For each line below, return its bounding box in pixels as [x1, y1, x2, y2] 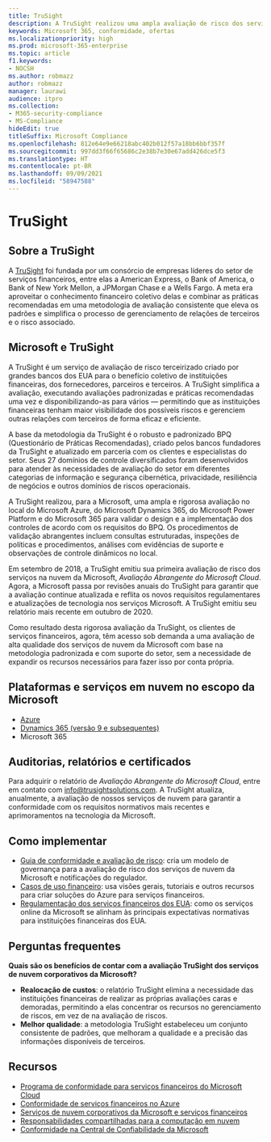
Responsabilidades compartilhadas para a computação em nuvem [19, 1115, 240, 1125]
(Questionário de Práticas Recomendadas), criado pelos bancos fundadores [8, 438, 261, 447]
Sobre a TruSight [8, 244, 95, 258]
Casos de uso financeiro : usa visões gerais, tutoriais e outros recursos [19, 882, 255, 891]
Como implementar [8, 834, 107, 848]
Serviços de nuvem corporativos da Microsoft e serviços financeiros [19, 1107, 248, 1117]
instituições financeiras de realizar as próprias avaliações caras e [19, 993, 238, 1003]
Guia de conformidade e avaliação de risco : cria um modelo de [19, 856, 230, 865]
